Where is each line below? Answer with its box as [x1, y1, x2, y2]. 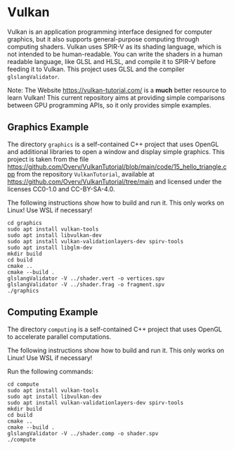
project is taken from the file [7, 155, 89, 163]
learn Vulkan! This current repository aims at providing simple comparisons [7, 93, 225, 102]
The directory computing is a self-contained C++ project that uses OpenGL [7, 325, 223, 333]
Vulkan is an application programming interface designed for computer [7, 27, 213, 36]
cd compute [7, 380, 39, 387]
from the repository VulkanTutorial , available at [16, 169, 155, 178]
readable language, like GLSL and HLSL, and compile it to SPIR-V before [7, 57, 216, 65]
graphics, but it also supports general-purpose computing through [7, 34, 200, 43]
